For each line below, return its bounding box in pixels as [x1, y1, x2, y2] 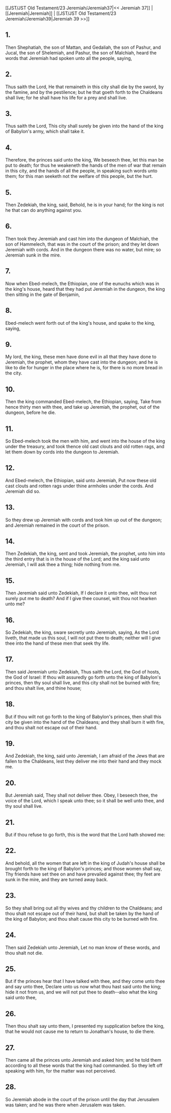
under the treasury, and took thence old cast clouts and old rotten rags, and [5, 443, 165, 449]
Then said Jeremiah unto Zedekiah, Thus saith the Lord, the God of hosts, [5, 668, 161, 674]
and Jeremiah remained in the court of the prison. [5, 522, 110, 528]
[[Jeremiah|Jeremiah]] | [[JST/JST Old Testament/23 [5, 10, 116, 16]
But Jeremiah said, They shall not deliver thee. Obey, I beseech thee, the [5, 792, 158, 799]
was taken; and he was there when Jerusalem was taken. [5, 1102, 126, 1108]
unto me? [5, 601, 25, 607]
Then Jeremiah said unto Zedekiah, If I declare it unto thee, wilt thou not [5, 590, 157, 596]
